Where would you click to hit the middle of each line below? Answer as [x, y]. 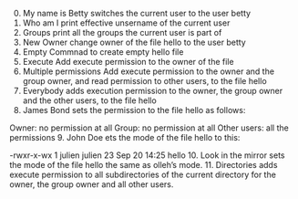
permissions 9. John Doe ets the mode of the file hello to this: [125, 137]
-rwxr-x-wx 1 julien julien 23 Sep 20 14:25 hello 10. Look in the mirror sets [147, 155]
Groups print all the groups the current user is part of [122, 32]
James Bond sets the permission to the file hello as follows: [134, 110]
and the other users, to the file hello [89, 100]
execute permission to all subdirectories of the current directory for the [143, 174]
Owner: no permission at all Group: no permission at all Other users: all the [149, 128]
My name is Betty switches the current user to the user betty [137, 13]
